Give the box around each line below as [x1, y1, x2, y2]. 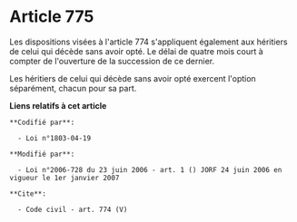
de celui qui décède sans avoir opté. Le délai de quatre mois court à [9, 45, 263, 56]
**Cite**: [9, 188, 47, 198]
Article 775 [9, 6, 94, 27]
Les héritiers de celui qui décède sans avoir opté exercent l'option [9, 72, 256, 83]
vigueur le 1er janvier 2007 [9, 173, 120, 182]
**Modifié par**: [9, 150, 75, 159]
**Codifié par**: [9, 118, 75, 127]
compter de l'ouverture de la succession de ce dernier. [9, 55, 215, 66]
